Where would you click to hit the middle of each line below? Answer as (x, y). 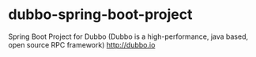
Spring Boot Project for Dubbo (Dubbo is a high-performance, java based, (128, 36)
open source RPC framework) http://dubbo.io (82, 44)
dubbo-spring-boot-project (100, 15)
